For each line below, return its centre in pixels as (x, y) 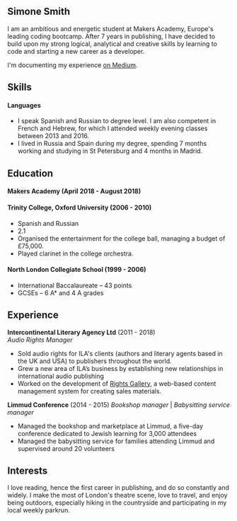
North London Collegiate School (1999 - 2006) (77, 270)
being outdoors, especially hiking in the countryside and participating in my (117, 503)
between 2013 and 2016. (53, 136)
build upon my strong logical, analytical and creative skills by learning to (112, 44)
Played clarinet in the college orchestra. (75, 253)
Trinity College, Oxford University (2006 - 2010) (80, 207)
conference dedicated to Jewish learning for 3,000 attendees (107, 433)
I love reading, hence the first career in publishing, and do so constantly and (118, 488)
